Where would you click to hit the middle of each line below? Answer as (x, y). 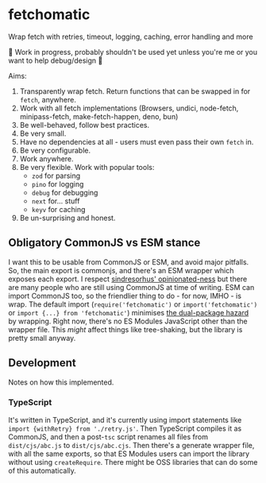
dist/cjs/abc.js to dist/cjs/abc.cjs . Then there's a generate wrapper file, (131, 445)
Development (42, 363)
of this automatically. (42, 470)
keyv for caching (58, 209)
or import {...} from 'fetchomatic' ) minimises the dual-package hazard (129, 312)
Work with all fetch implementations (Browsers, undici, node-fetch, (129, 108)
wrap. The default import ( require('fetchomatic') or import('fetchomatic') (133, 304)
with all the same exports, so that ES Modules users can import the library (129, 454)
